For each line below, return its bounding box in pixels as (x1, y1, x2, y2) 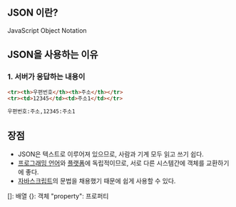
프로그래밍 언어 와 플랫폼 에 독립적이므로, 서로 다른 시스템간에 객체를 (17, 158, 205, 167)
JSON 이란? (7, 6, 58, 19)
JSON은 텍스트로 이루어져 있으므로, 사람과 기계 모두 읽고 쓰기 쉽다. (17, 149, 205, 158)
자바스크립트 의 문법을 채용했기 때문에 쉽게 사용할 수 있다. (17, 176, 176, 185)
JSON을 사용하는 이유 (7, 49, 98, 61)
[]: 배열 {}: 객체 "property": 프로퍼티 (7, 191, 109, 200)
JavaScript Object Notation (7, 26, 87, 34)
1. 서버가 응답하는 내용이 (7, 72, 86, 82)
